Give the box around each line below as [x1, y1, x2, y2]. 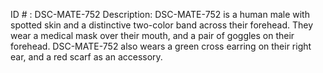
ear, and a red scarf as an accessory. [10, 51, 163, 63]
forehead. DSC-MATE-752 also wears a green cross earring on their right [10, 40, 312, 52]
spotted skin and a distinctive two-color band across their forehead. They [10, 19, 314, 31]
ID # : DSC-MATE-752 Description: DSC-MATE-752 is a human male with [10, 9, 310, 20]
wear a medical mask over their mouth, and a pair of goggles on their [10, 30, 295, 41]
